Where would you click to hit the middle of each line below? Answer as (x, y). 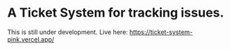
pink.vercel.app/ (31, 39)
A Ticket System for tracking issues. (116, 13)
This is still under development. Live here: (68, 32)
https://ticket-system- (161, 32)
